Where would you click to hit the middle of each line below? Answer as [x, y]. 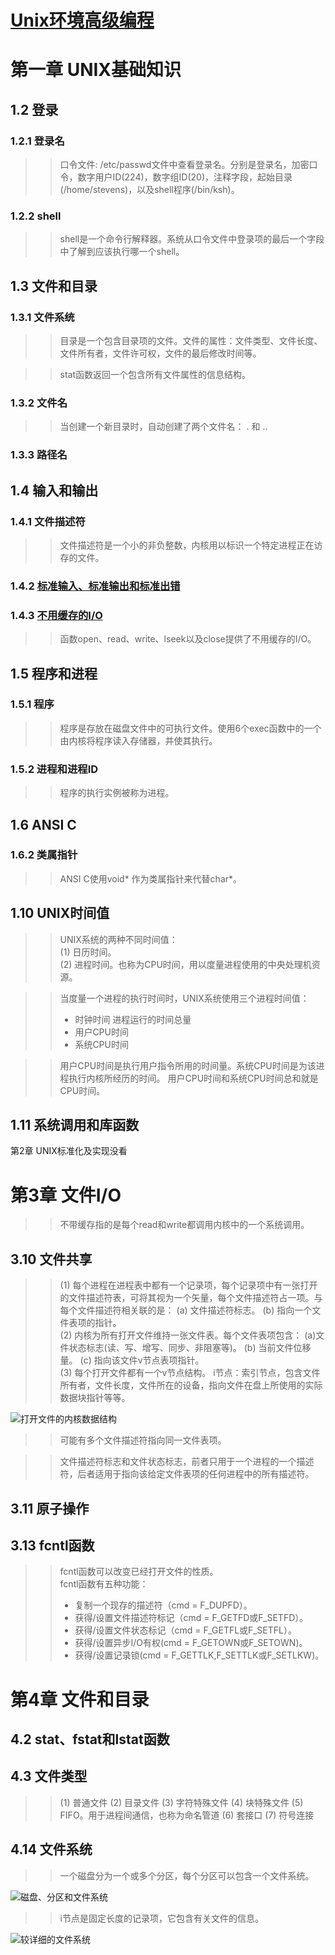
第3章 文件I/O [66, 1195]
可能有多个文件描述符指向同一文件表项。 [143, 1440]
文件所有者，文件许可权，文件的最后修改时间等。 [160, 353]
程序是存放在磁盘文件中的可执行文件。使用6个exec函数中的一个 [190, 728]
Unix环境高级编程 [82, 20]
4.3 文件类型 [49, 1776]
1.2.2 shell [36, 216]
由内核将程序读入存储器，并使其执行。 [138, 740]
